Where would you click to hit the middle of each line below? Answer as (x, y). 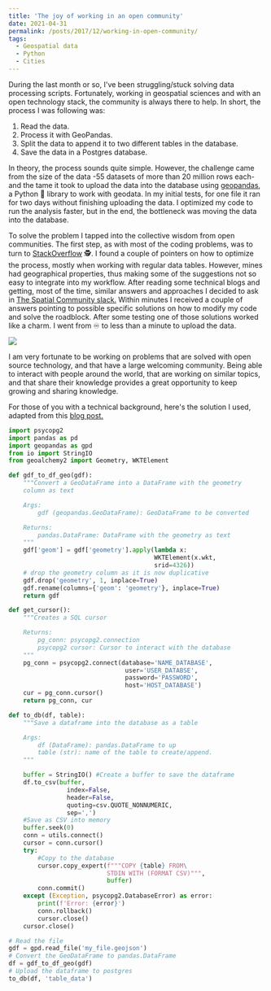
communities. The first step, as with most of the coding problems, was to (131, 244)
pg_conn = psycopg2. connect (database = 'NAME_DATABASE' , (118, 663)
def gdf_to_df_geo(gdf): (50, 476)
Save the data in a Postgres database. (84, 152)
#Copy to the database (76, 858)
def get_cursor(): (39, 610)
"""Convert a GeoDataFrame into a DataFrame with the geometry (133, 483)
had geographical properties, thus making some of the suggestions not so (133, 273)
